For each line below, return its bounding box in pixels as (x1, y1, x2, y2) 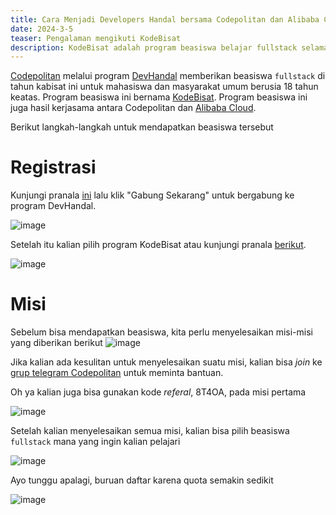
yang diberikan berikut (10, 337, 103, 349)
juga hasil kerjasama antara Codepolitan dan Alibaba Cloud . (10, 102, 257, 114)
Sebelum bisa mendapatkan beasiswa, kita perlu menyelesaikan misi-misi (10, 326, 313, 338)
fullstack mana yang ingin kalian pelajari (10, 436, 181, 448)
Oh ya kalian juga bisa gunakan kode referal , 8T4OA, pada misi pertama (10, 386, 307, 398)
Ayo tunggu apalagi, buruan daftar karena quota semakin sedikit (10, 474, 274, 486)
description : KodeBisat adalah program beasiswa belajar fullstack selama (10, 42, 329, 53)
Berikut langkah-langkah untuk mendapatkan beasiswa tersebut (10, 121, 274, 133)
